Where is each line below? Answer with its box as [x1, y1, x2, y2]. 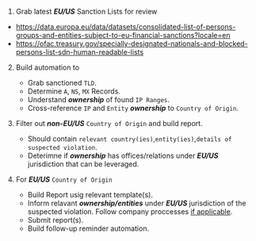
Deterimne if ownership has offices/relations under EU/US [27, 151, 219, 160]
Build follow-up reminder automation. [27, 224, 149, 233]
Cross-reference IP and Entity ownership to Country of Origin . [27, 103, 239, 113]
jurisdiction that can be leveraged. [27, 159, 139, 169]
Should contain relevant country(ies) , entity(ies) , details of [27, 134, 232, 143]
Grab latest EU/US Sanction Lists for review [15, 7, 158, 16]
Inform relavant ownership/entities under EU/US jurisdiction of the [27, 198, 246, 208]
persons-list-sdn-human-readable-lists [15, 48, 144, 56]
